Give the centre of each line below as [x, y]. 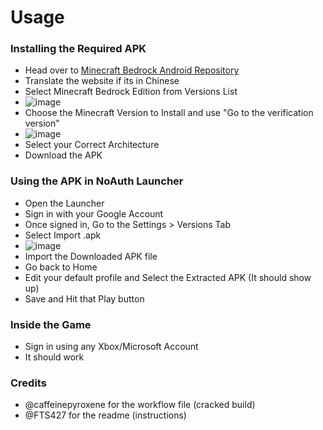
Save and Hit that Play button [84, 298]
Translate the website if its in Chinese [102, 81]
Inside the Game [51, 324]
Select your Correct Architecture [92, 145]
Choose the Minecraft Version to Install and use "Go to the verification [169, 113]
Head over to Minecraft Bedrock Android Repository [132, 70]
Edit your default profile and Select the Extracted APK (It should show [168, 277]
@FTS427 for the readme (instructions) [105, 415]
